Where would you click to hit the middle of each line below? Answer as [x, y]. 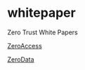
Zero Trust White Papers [43, 32]
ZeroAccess [25, 45]
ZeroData [21, 59]
